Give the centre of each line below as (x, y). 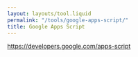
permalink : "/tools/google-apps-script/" (68, 20)
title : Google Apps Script (46, 26)
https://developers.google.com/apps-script (69, 47)
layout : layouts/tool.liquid (49, 14)
